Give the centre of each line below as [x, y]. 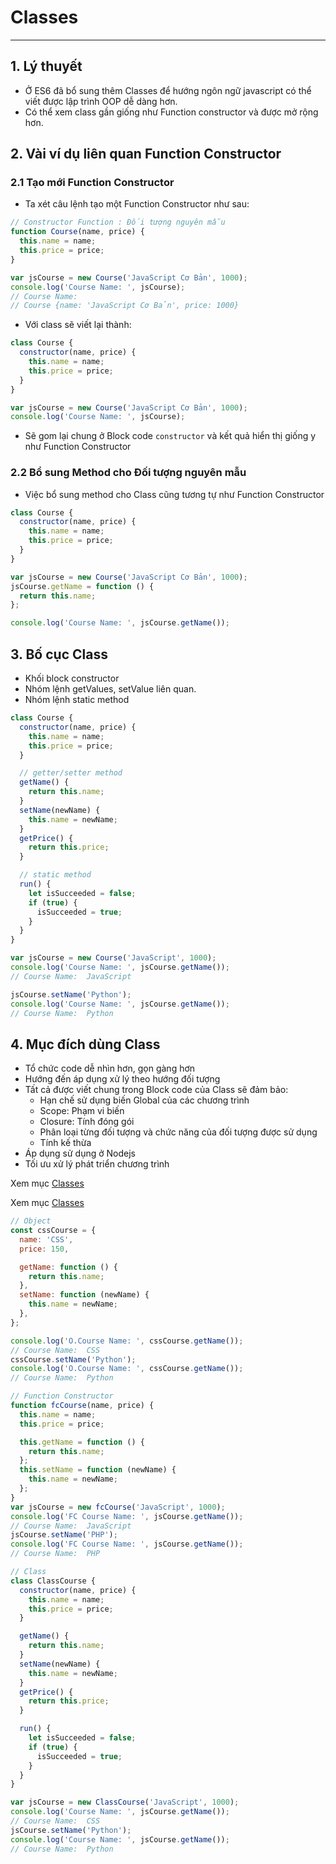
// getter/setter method [71, 773]
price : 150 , [44, 1249]
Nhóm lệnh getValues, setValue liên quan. [110, 689]
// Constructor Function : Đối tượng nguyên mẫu [118, 222]
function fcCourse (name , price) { [82, 1406]
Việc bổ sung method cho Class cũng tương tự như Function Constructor [174, 494]
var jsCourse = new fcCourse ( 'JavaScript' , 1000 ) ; [118, 1507]
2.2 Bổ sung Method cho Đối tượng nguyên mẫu [128, 473]
